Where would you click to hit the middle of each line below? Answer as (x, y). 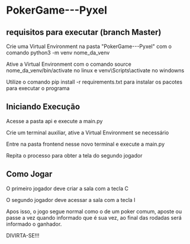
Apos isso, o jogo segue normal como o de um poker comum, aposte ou (94, 211)
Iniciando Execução (43, 107)
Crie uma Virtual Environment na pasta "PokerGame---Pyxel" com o (89, 46)
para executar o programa (38, 88)
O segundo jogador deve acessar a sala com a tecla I (71, 200)
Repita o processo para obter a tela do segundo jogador (74, 155)
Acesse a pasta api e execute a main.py (54, 121)
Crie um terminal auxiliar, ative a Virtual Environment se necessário (88, 132)
